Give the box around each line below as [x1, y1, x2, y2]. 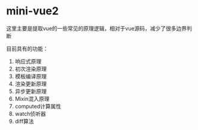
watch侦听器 [14, 110, 46, 117]
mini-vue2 [6, 4, 59, 18]
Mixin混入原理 [14, 95, 50, 102]
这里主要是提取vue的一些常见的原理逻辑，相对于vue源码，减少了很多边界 [6, 25, 187, 32]
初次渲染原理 [14, 65, 47, 72]
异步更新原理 [14, 87, 47, 95]
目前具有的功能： [6, 45, 48, 52]
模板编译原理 [14, 72, 47, 80]
